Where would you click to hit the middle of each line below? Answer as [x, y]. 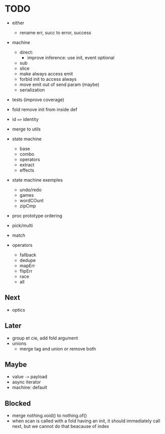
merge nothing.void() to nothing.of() [49, 416]
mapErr [27, 266]
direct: [26, 52]
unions [19, 343]
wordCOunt [32, 200]
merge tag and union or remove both [58, 349]
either [18, 23]
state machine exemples [37, 180]
